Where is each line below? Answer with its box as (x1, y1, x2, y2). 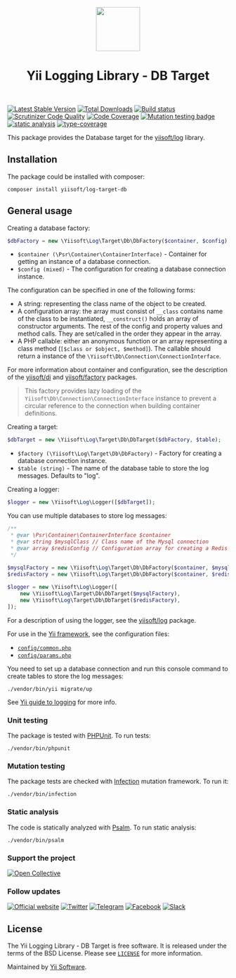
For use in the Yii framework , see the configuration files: (7, 630, 170, 638)
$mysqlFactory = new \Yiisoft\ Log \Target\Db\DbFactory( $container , (7, 564, 209, 571)
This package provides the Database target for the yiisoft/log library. (7, 133, 205, 141)
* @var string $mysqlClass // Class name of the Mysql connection (10, 538, 209, 545)
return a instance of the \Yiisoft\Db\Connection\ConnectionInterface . (17, 352, 221, 360)
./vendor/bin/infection (7, 791, 77, 798)
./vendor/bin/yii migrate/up (7, 685, 93, 692)
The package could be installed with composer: (7, 172, 145, 181)
